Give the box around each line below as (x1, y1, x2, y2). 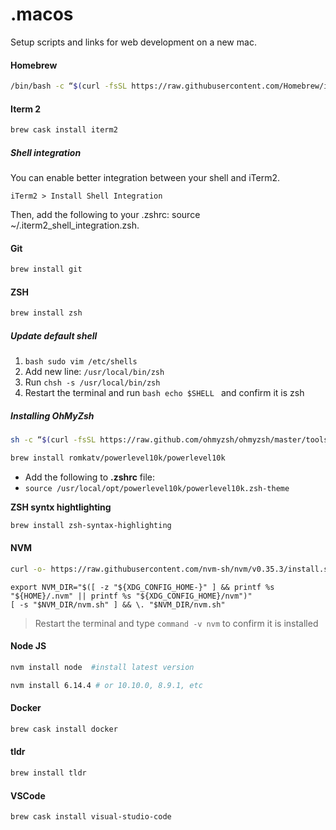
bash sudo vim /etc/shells (24, 357, 138, 367)
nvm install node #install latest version (10, 663, 195, 673)
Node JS (10, 640, 47, 652)
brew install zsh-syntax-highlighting (10, 520, 172, 530)
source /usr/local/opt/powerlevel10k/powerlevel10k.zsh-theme (24, 483, 290, 493)
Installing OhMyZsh (10, 409, 95, 422)
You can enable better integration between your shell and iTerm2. (10, 172, 281, 184)
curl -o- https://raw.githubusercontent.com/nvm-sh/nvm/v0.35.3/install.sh (10, 564, 333, 574)
